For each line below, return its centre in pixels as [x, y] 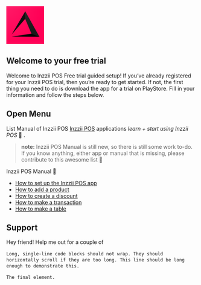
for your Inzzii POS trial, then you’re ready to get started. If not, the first [95, 82]
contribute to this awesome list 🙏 [62, 159]
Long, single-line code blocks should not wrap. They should [85, 254]
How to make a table [40, 209]
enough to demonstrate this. [43, 266]
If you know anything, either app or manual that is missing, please [103, 153]
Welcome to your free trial [56, 61]
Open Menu [29, 114]
